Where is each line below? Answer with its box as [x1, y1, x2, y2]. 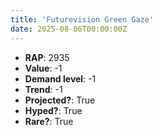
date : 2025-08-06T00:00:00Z [10, 24, 128, 34]
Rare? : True [24, 115, 74, 127]
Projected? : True [24, 94, 96, 106]
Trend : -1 [24, 83, 63, 95]
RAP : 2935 [24, 51, 70, 63]
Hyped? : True [24, 104, 83, 116]
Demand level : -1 [24, 72, 97, 85]
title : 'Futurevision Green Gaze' [10, 14, 155, 25]
